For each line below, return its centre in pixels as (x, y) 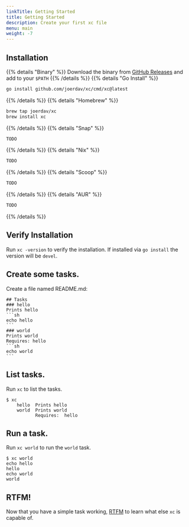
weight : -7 (19, 34)
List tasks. (26, 375)
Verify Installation (40, 235)
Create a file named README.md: (47, 288)
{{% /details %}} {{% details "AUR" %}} (54, 195)
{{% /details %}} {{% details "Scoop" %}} (57, 172)
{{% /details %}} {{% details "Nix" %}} (53, 150)
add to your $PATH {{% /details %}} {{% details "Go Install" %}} (82, 78)
